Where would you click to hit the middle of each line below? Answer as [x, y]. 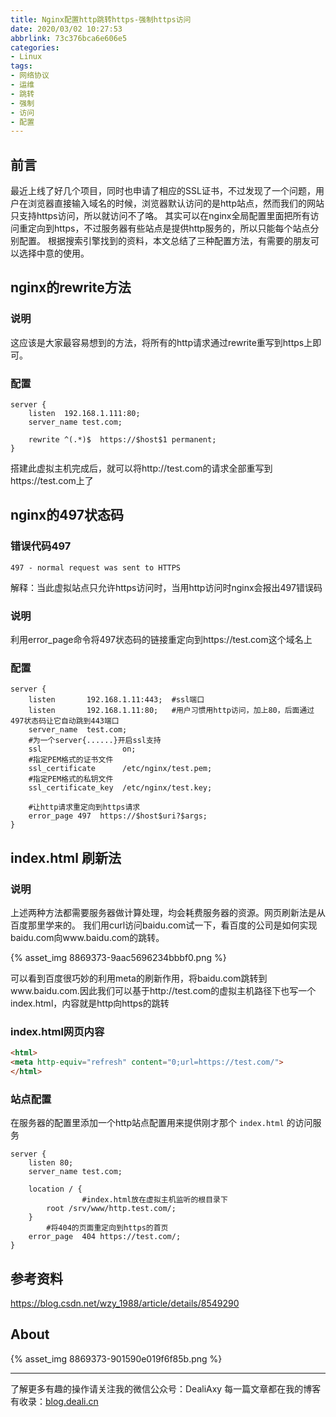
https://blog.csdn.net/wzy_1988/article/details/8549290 [125, 1303]
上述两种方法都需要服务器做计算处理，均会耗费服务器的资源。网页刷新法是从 [168, 913]
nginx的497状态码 [67, 515]
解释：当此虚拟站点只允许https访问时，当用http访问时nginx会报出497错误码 [166, 587]
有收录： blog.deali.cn [54, 1401]
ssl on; [82, 749]
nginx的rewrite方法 [71, 287]
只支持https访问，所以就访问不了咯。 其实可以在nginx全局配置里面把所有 [160, 216]
